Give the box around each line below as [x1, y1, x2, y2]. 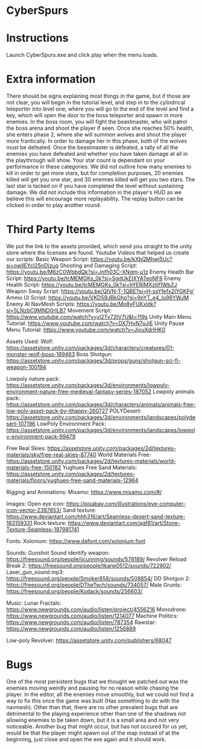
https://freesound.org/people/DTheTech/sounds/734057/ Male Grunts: [6, 581, 182, 588]
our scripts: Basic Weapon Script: [6, 256, 89, 263]
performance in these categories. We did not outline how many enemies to [6, 163, 192, 170]
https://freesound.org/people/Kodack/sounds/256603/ [6, 588, 143, 595]
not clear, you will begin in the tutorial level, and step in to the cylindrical [6, 99, 186, 106]
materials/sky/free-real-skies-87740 [6, 451, 96, 458]
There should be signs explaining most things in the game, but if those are [6, 92, 191, 100]
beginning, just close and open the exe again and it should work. [6, 735, 167, 743]
